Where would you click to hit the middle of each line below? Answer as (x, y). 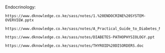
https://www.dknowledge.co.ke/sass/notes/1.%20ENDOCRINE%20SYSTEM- (76, 16)
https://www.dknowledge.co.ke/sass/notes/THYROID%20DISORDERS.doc (74, 46)
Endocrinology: (20, 7)
